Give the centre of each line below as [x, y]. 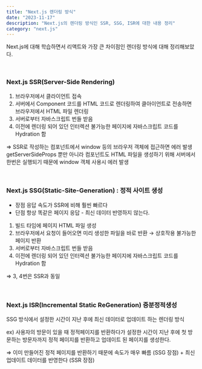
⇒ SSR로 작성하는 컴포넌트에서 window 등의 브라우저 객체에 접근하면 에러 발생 [99, 146]
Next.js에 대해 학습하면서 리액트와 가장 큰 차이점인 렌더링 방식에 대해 [87, 47]
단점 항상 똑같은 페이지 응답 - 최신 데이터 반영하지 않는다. [82, 212]
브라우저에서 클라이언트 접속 [48, 96]
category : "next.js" [32, 29]
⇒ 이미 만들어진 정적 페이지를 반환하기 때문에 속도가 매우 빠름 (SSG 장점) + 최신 [101, 353]
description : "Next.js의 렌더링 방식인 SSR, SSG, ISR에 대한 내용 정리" [91, 23]
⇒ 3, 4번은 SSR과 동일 [33, 276]
